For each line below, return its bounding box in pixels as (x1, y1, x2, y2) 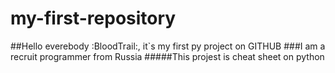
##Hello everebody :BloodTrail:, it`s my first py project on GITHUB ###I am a (10, 40, 326, 52)
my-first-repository (10, 7, 177, 30)
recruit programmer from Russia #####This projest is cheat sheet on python (10, 50, 325, 62)
